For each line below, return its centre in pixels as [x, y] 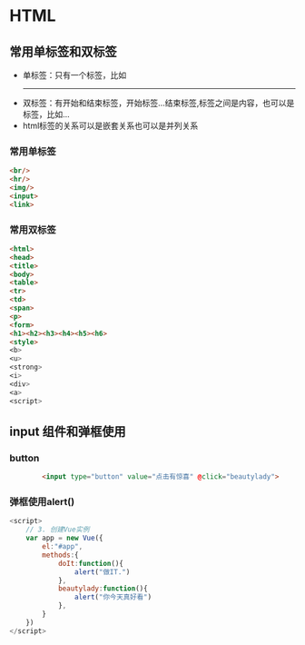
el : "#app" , [63, 547]
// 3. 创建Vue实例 [58, 530]
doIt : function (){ [91, 563]
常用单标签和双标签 [63, 51]
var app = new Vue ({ [64, 538]
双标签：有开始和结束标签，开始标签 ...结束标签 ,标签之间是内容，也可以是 [158, 103]
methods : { [60, 555]
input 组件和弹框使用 [68, 431]
